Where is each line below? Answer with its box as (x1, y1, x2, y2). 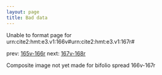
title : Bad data (6, 15, 48, 21)
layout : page (6, 9, 40, 15)
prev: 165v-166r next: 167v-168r (6, 49, 86, 57)
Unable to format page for (6, 31, 72, 38)
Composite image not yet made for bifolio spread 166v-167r (6, 62, 156, 69)
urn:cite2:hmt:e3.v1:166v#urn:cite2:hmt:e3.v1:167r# (6, 38, 135, 45)
